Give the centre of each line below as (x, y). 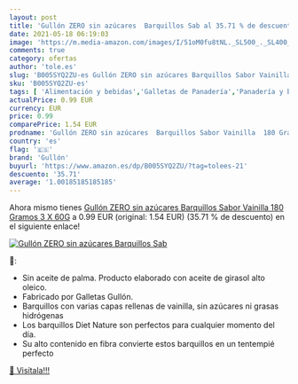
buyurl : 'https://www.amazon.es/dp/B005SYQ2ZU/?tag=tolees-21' (129, 166)
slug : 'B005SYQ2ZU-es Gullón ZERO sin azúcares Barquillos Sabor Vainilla (150, 75)
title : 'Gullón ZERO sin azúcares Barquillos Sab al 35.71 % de (132, 26)
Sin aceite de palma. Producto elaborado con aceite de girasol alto (144, 278)
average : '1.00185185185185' (63, 183)
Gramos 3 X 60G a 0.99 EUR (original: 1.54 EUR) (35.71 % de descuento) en (147, 217)
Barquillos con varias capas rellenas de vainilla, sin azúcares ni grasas (150, 306)
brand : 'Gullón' (39, 157)
